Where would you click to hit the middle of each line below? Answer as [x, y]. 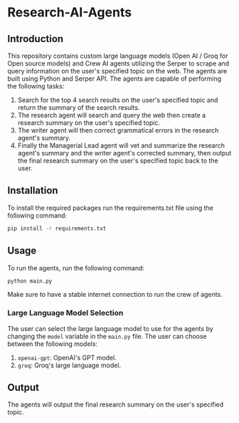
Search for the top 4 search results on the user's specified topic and [118, 100]
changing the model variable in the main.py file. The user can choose [107, 336]
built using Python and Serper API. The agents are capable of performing [115, 78]
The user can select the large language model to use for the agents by [110, 328]
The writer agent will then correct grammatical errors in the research [118, 130]
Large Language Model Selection [65, 313]
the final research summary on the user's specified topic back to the [118, 160]
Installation [33, 191]
